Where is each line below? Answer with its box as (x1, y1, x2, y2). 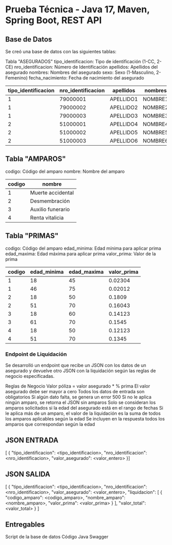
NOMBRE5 (142, 129, 169, 136)
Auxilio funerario (30, 206, 70, 213)
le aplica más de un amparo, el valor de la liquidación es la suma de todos (5, 410, 161, 416)
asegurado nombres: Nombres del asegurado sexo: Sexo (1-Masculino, (5, 69, 155, 75)
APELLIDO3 (110, 112, 138, 119)
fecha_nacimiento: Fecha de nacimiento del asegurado (29, 75, 144, 80)
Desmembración (30, 197, 70, 205)
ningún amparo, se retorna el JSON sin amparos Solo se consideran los (5, 399, 156, 406)
